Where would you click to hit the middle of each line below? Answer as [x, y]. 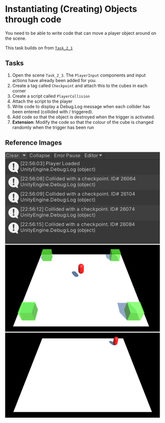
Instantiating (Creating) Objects [71, 9]
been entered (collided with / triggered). [53, 112]
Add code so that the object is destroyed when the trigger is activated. [83, 117]
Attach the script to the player [42, 101]
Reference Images [34, 143]
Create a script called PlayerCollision [51, 96]
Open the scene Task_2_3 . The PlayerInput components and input [79, 75]
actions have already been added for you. [54, 80]
